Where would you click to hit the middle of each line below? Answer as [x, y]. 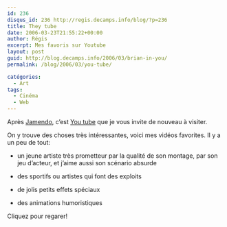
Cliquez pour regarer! [37, 216]
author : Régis [28, 39]
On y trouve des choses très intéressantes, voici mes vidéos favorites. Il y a [114, 135]
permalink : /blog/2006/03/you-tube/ [60, 64]
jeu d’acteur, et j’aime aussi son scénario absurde [87, 163]
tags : [15, 90]
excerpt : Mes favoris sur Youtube [57, 45]
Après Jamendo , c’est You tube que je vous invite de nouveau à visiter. [107, 122]
